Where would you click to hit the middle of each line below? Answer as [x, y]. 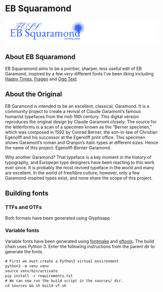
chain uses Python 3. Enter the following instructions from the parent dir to [80, 246]
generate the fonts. [24, 251]
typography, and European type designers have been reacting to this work [80, 162]
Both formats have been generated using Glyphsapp [58, 218]
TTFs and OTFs [24, 207]
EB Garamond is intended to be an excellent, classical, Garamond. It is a [77, 106]
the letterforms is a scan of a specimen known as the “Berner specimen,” [79, 127]
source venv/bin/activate [31, 271]
